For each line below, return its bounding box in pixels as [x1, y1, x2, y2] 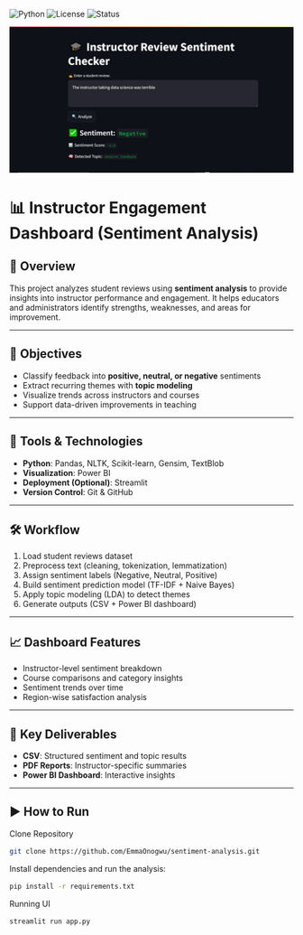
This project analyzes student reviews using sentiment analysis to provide [9, 283, 288, 294]
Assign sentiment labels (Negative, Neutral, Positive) [22, 570, 218, 581]
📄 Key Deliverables [9, 726, 117, 742]
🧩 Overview [9, 258, 76, 275]
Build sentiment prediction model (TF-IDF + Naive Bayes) [22, 579, 235, 591]
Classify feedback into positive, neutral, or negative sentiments [22, 370, 262, 381]
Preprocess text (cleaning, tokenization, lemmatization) [22, 560, 228, 571]
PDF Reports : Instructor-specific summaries [22, 760, 188, 771]
